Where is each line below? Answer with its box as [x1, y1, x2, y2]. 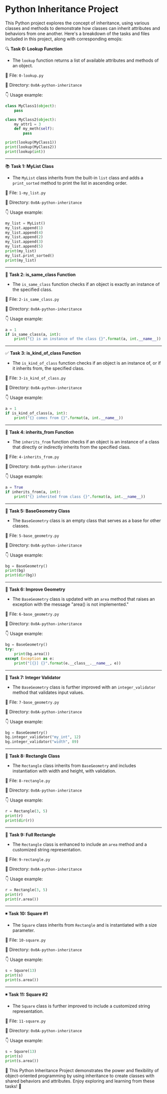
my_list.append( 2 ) [5, 235, 43, 240]
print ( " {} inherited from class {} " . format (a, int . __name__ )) [14, 494, 146, 499]
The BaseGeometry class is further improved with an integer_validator [12, 684, 156, 690]
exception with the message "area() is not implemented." [12, 601, 129, 607]
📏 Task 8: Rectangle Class [5, 753, 60, 759]
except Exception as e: [5, 656, 55, 661]
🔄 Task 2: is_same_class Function [5, 272, 76, 277]
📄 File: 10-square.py [5, 937, 46, 943]
